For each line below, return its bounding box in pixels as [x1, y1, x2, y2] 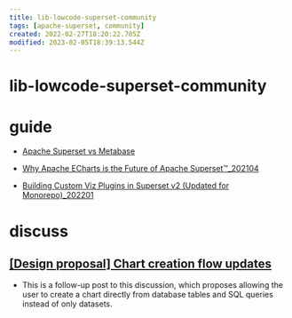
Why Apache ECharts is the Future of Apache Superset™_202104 [21, 163, 259, 174]
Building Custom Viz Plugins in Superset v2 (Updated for [21, 180, 229, 191]
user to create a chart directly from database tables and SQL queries [21, 290, 273, 300]
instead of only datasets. [21, 298, 113, 309]
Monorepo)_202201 [21, 190, 94, 201]
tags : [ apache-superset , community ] [9, 21, 145, 30]
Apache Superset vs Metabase [21, 146, 136, 156]
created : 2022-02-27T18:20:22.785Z [9, 29, 141, 38]
